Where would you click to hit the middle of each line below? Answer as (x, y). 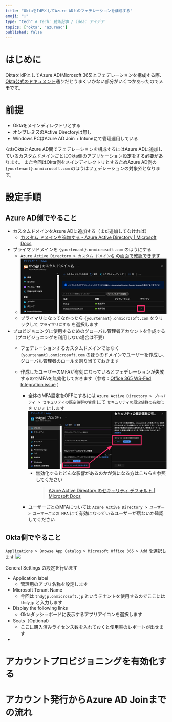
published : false (24, 32)
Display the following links (40, 608)
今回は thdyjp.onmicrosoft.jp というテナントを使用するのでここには (93, 596)
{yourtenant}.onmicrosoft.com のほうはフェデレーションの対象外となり (81, 168)
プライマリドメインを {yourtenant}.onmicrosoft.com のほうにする (82, 249)
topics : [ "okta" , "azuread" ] (36, 27)
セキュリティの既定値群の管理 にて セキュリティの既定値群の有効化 (103, 402)
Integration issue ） (41, 385)
